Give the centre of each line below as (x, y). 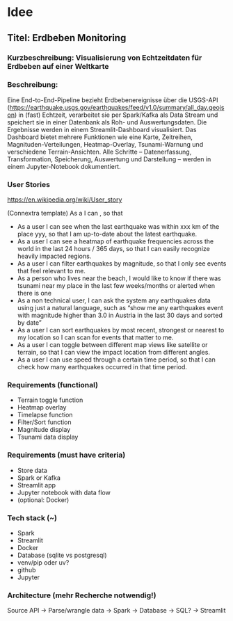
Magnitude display (44, 430)
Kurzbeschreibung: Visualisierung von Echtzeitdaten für (105, 58)
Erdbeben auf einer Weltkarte (58, 66)
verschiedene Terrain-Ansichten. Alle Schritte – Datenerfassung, (99, 152)
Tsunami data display (48, 437)
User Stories (29, 184)
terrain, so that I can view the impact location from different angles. (114, 353)
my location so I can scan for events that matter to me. (95, 337)
